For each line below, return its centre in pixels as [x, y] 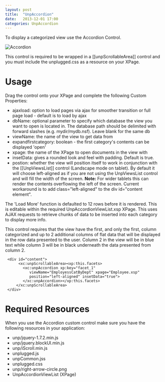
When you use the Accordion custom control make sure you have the [75, 323]
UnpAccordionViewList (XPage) [44, 375]
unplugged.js [26, 353]
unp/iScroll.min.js [30, 348]
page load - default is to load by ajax [49, 116]
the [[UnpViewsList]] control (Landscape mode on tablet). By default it [83, 168]
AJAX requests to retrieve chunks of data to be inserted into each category [81, 214]
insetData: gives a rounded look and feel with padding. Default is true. [83, 158]
